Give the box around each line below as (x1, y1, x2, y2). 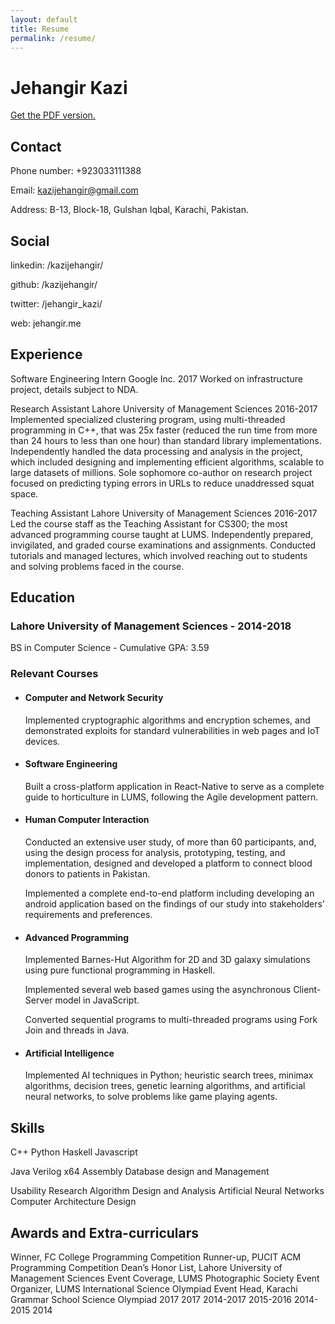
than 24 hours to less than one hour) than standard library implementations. (10, 434, 322, 446)
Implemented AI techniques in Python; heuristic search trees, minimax (24, 1069, 314, 1081)
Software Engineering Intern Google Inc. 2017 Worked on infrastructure (10, 372, 303, 385)
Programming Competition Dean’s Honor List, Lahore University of (10, 1262, 283, 1273)
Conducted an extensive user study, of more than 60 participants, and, (24, 836, 317, 848)
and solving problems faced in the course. (10, 560, 185, 572)
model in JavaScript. (54, 994, 140, 1006)
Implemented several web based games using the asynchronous (24, 984, 292, 996)
